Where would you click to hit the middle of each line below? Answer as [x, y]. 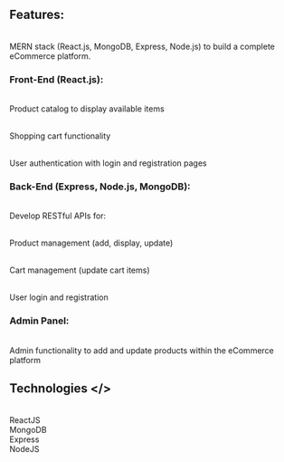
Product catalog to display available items [87, 109]
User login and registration [59, 297]
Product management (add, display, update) [91, 243]
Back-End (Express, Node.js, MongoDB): [100, 187]
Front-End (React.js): [57, 79]
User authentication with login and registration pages [108, 163]
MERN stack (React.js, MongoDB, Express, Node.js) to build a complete [142, 46]
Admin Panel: [39, 321]
